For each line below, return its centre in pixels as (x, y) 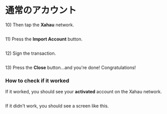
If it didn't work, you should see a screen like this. (57, 106)
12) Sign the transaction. (31, 53)
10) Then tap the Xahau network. (40, 25)
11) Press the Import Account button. (44, 39)
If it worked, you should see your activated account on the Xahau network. (84, 92)
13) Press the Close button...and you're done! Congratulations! (71, 67)
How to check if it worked (37, 81)
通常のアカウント (41, 10)
